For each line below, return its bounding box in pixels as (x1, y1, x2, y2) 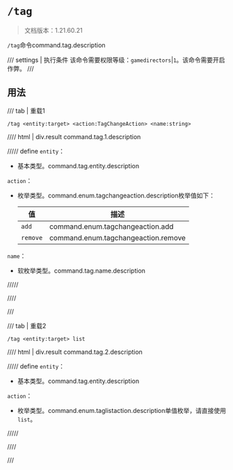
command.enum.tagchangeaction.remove (49, 233, 186, 243)
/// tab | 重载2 (7, 321, 47, 330)
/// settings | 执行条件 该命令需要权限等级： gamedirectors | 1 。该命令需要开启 (7, 56, 225, 64)
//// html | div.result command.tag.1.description (7, 132, 141, 140)
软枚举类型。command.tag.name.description (17, 266, 146, 275)
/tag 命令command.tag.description (7, 40, 106, 49)
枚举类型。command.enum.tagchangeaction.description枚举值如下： (17, 191, 216, 200)
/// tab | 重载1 (7, 106, 45, 115)
